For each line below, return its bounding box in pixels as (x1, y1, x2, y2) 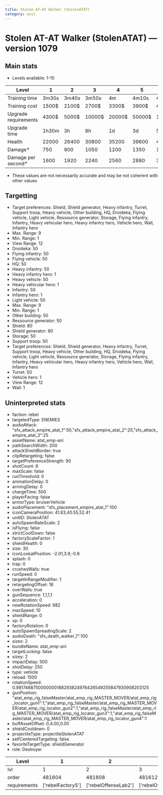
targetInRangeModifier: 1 (12, 576, 62, 582)
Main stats (5, 62, 38, 70)
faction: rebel (12, 412, 39, 417)
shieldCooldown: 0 (12, 726, 50, 732)
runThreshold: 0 (12, 474, 45, 479)
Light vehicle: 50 (12, 297, 46, 303)
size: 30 (12, 546, 28, 552)
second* (7, 160, 28, 167)
